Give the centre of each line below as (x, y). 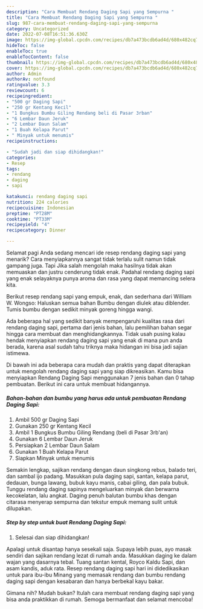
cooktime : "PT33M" (29, 219)
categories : (21, 158)
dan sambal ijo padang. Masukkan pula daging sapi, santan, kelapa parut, (98, 476)
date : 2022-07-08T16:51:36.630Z (47, 34)
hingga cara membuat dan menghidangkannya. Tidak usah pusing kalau (96, 334)
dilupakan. (19, 508)
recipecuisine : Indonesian (40, 208)
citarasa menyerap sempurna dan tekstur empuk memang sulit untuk (92, 501)
